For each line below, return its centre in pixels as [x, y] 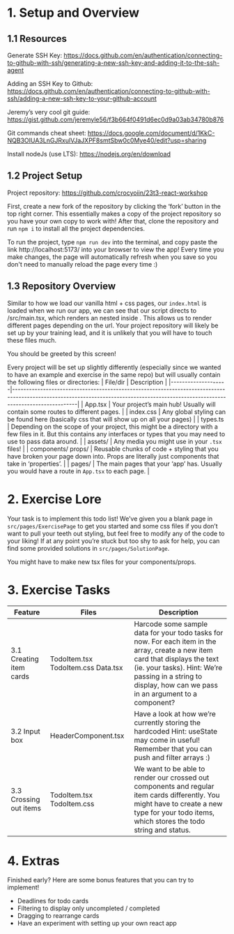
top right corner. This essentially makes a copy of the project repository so [114, 214]
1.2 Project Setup [45, 176]
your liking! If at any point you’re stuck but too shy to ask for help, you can [114, 541]
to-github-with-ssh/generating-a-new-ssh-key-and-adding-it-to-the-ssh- [114, 63]
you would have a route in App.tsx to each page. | [78, 471]
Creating [25, 659]
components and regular [174, 786]
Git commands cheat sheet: [47, 133]
